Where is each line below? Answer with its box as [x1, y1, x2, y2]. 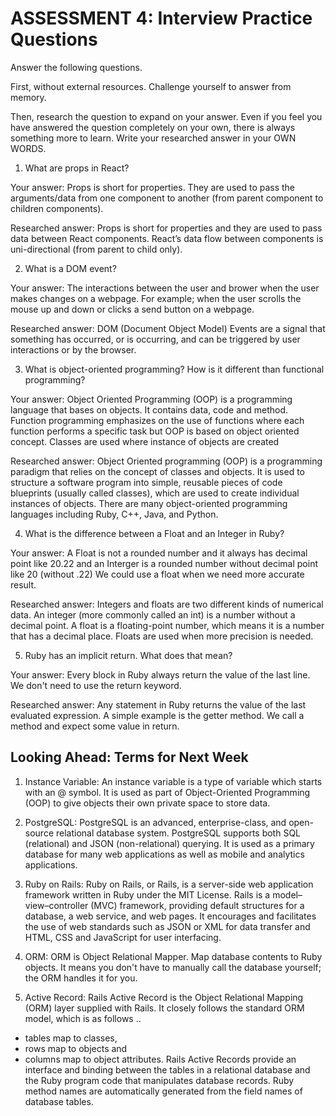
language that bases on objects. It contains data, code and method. [10, 403, 289, 416]
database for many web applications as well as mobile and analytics [24, 848, 305, 860]
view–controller [24, 899, 89, 911]
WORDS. [10, 142, 47, 154]
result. [10, 578, 37, 591]
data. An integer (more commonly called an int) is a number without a [10, 608, 296, 621]
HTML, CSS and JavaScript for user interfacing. [24, 931, 222, 943]
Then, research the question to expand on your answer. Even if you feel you [10, 110, 323, 122]
